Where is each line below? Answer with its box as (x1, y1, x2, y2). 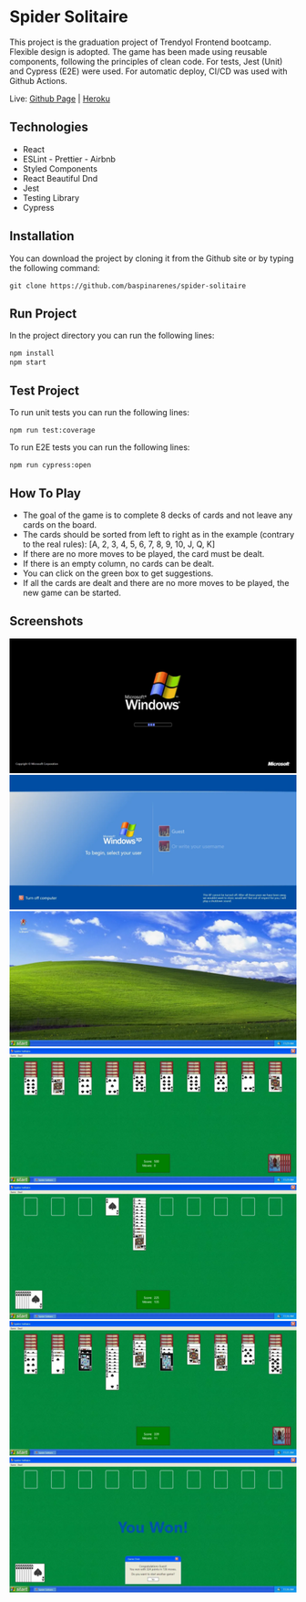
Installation (9, 228, 75, 244)
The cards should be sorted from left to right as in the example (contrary (22, 529, 295, 539)
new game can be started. (22, 587, 121, 598)
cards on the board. (22, 519, 97, 530)
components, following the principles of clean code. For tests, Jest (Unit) (9, 56, 283, 67)
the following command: (9, 262, 100, 273)
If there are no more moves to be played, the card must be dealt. (22, 549, 265, 559)
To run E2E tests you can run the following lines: (9, 442, 190, 453)
